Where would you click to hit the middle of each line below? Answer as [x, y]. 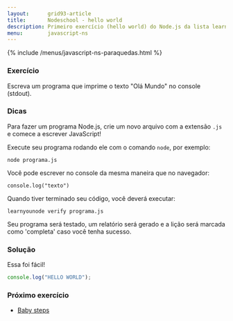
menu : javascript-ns [48, 33]
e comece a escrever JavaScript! [54, 133]
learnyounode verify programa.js [55, 211]
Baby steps [33, 311]
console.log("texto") [38, 186]
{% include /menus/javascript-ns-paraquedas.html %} [85, 53]
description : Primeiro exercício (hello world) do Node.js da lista [108, 26]
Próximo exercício [38, 295]
